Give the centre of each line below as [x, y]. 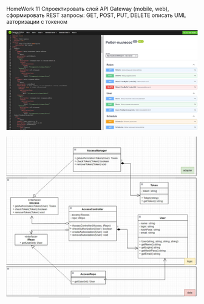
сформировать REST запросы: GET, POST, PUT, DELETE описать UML [96, 15]
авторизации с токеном [37, 22]
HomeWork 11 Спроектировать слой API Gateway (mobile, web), [88, 9]
